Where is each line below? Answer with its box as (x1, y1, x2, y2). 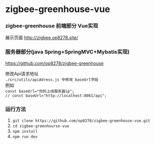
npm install (12, 129, 38, 134)
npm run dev (12, 134, 38, 139)
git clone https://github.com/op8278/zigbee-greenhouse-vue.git (12, 118, 150, 123)
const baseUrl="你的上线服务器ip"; (5, 89, 74, 94)
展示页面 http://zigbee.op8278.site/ (5, 35, 79, 41)
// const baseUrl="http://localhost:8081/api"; (5, 93, 107, 98)
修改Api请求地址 (5, 70, 39, 76)
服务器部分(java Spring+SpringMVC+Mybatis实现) (5, 49, 130, 56)
